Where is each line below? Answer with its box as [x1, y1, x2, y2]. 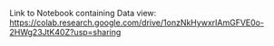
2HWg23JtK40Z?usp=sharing [9, 27, 122, 37]
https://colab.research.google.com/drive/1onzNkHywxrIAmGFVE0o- [9, 17, 265, 28]
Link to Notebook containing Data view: [9, 8, 157, 18]
